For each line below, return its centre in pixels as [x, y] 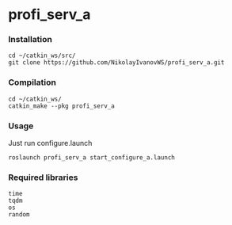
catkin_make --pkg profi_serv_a [61, 106]
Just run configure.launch [50, 143]
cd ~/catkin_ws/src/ [42, 56]
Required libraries [43, 177]
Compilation [32, 82]
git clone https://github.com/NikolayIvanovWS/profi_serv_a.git [116, 63]
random [19, 215]
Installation [30, 40]
